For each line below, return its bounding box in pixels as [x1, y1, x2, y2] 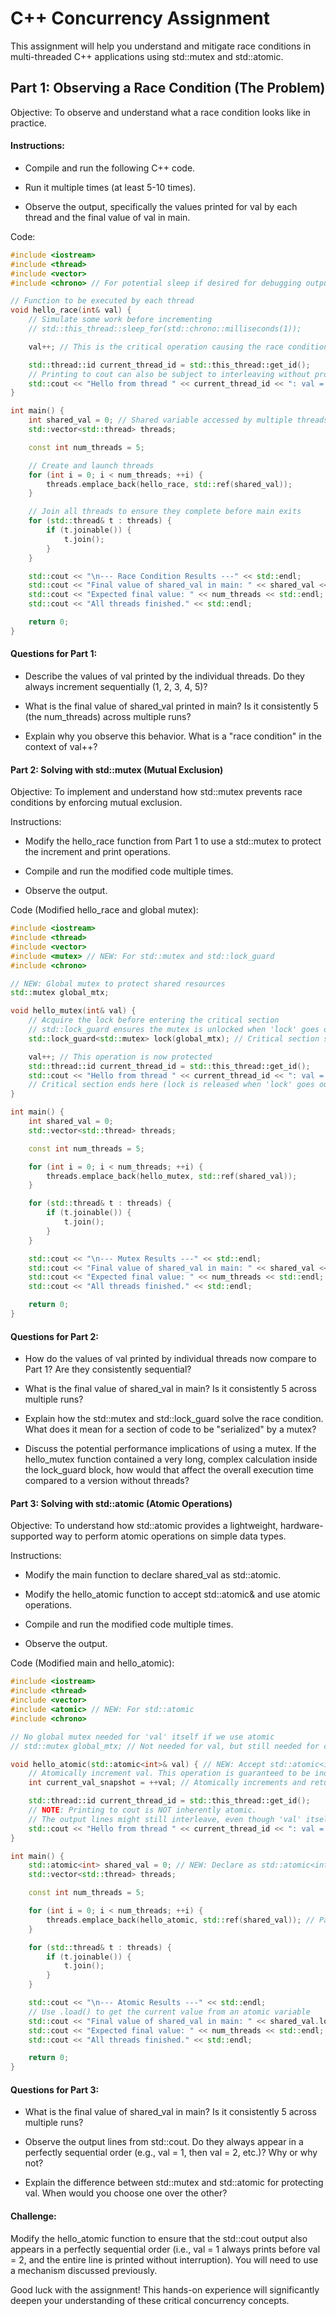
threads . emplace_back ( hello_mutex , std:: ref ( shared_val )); [46, 1171, 298, 1181]
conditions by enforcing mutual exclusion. [10, 797, 183, 809]
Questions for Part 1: [10, 648, 98, 660]
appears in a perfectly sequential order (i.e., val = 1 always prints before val [10, 2243, 321, 2255]
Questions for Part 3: [10, 2083, 100, 2096]
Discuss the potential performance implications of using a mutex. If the [24, 1443, 317, 1455]
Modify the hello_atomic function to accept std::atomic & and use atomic [24, 1588, 321, 1601]
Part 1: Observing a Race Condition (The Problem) [10, 80, 326, 97]
